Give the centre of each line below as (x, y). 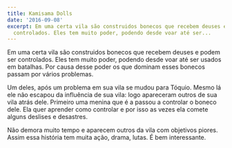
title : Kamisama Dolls (40, 13)
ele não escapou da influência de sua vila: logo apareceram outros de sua (112, 95)
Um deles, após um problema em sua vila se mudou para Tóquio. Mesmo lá (114, 87)
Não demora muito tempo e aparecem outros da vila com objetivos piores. (113, 130)
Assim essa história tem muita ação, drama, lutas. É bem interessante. (107, 138)
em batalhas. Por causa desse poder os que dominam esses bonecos (106, 67)
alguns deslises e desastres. (48, 117)
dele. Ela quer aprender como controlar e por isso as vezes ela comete (108, 109)
